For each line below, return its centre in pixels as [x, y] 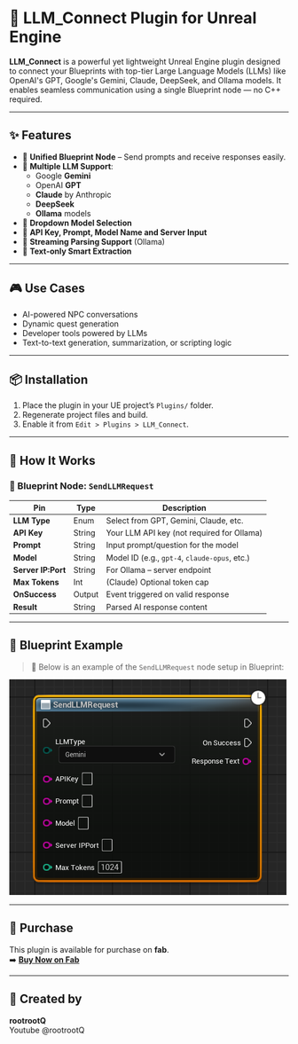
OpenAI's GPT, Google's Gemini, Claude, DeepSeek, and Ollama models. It [145, 80]
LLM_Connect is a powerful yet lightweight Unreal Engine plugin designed [145, 61]
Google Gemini [63, 176]
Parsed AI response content [157, 607]
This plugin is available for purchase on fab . [90, 949]
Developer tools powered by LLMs [85, 333]
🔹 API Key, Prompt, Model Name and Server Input [114, 232]
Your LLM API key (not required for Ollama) [184, 533]
